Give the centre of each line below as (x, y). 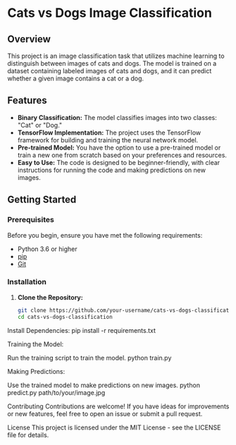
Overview (29, 39)
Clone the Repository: (50, 297)
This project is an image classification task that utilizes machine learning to (116, 56)
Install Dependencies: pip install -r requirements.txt (82, 330)
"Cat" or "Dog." (40, 125)
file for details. (28, 434)
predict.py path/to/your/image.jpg (56, 392)
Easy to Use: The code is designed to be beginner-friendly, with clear (119, 162)
